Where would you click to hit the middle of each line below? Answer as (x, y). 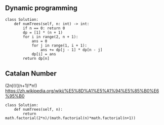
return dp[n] (36, 58)
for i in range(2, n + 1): (51, 37)
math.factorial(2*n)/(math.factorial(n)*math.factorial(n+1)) (70, 118)
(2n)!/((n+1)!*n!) (21, 85)
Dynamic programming (41, 8)
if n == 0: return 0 (44, 28)
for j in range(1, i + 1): (59, 45)
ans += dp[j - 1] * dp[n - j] (71, 50)
